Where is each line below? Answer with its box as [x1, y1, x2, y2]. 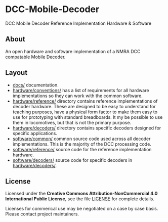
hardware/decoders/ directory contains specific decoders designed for [12, 125, 161, 131]
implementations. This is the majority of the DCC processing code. [12, 141, 152, 147]
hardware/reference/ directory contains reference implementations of [12, 98, 158, 104]
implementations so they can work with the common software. [12, 93, 143, 99]
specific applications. [12, 130, 57, 136]
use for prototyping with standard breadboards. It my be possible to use [12, 114, 163, 120]
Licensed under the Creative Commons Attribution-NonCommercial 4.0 [5, 191, 158, 197]
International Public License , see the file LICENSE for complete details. [5, 196, 155, 202]
